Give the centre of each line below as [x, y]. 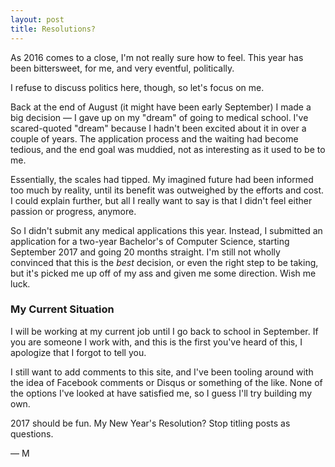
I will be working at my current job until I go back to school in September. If [164, 331]
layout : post [37, 19]
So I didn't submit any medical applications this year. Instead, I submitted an [166, 230]
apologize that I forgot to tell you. [78, 352]
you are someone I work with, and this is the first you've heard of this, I [156, 342]
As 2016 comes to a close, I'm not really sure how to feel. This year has [157, 57]
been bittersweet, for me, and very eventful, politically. [122, 68]
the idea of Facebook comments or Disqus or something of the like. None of [166, 382]
